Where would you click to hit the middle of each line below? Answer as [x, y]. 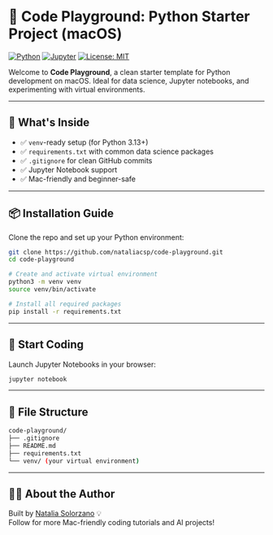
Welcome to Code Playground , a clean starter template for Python [119, 72]
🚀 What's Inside [49, 122]
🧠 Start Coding [46, 345]
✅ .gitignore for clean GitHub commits [86, 160]
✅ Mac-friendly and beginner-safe [78, 179]
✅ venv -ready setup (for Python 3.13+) [84, 142]
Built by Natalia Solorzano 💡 [55, 513]
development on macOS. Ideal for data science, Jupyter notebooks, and [129, 80]
